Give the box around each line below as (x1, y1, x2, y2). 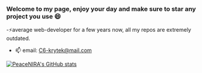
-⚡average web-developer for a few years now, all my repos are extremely (6, 26, 192, 34)
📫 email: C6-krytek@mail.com (15, 47, 92, 54)
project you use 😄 (6, 12, 61, 20)
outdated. (6, 35, 30, 42)
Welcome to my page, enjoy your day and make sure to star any (6, 5, 197, 13)
